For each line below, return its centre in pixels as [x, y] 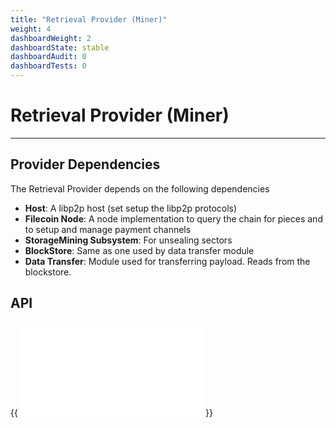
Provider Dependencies [85, 164]
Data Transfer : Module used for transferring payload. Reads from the [167, 261]
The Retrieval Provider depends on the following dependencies [140, 188]
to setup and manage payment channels [108, 229]
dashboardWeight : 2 [51, 38]
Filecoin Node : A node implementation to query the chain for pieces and [173, 218]
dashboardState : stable [60, 47]
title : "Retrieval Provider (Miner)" [89, 19]
